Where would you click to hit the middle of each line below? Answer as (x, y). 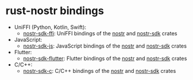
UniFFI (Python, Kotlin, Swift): (50, 27)
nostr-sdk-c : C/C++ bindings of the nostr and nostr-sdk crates (99, 71)
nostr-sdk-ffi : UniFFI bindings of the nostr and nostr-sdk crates (100, 33)
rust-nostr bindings (55, 11)
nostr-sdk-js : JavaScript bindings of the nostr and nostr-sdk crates (105, 46)
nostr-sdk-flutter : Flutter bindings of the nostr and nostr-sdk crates (105, 58)
